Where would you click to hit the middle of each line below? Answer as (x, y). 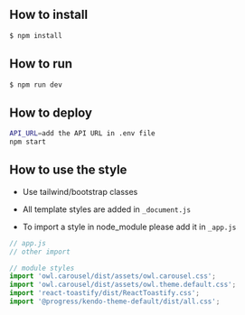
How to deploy (51, 112)
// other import (40, 252)
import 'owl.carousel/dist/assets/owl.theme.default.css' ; (123, 285)
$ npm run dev (36, 85)
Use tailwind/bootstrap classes (80, 191)
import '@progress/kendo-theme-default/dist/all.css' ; (115, 301)
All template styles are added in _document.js (107, 209)
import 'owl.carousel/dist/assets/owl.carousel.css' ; (113, 276)
